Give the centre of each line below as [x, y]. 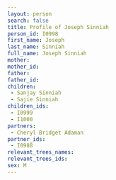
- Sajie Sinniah [34, 100]
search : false [28, 21]
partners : [22, 126]
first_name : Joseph [36, 40]
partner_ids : [27, 139]
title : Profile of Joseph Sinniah [58, 27]
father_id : [23, 80]
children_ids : [28, 106]
